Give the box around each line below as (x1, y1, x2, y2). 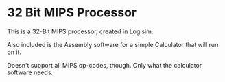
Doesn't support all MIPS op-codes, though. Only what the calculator (7, 61, 202, 69)
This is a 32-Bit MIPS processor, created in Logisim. (7, 27, 154, 36)
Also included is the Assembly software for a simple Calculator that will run (7, 40, 219, 49)
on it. (7, 48, 22, 56)
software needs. (7, 68, 54, 77)
